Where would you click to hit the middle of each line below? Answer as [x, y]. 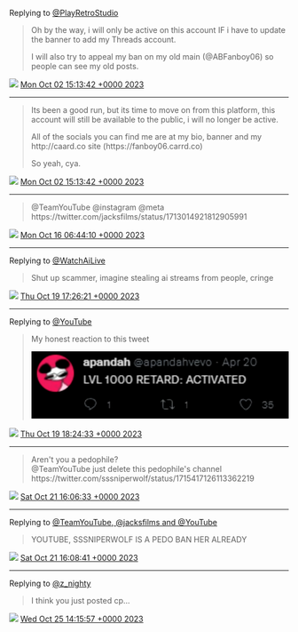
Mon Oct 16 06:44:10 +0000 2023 [82, 235]
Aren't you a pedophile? [74, 459]
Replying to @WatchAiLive [58, 260]
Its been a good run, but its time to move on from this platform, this [153, 110]
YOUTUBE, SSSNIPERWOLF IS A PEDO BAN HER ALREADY [139, 539]
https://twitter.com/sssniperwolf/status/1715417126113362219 [142, 478]
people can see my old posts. [85, 66]
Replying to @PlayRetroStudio [64, 13]
